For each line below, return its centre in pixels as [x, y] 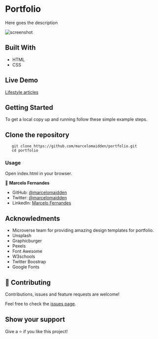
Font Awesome [27, 251]
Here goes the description [31, 23]
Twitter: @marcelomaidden [39, 198]
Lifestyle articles [22, 92]
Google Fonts [26, 267]
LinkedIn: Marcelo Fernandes [41, 203]
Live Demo [22, 80]
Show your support [35, 319]
